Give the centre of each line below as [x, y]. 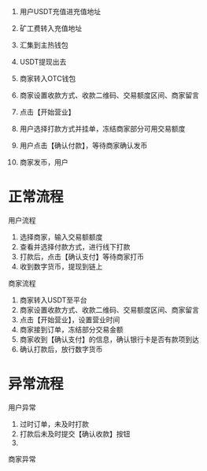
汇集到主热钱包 [44, 45]
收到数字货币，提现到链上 [61, 266]
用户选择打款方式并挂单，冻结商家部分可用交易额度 [102, 129]
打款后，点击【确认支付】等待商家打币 [81, 256]
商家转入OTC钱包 [48, 78]
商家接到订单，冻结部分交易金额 [71, 329]
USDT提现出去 [43, 62]
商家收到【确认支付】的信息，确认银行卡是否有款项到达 [109, 339]
